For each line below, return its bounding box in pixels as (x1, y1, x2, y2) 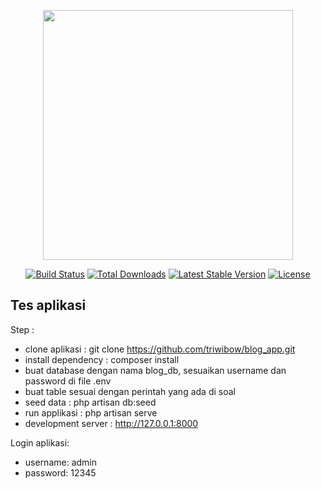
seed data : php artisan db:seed (24, 396, 157, 408)
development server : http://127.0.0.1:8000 (24, 417, 199, 429)
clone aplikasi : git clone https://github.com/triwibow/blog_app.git (24, 343, 296, 355)
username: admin (24, 456, 98, 468)
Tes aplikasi (10, 297, 87, 314)
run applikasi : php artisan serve (24, 406, 158, 419)
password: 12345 (24, 466, 97, 479)
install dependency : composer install (24, 353, 180, 365)
